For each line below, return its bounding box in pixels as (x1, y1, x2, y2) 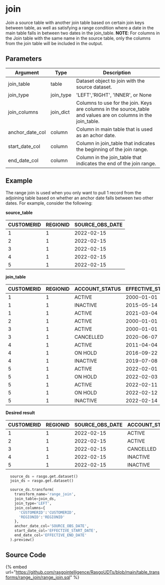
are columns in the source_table (76, 105, 150, 112)
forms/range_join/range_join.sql (5, 574, 71, 580)
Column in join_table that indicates (76, 140, 155, 146)
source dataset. (76, 83, 112, 90)
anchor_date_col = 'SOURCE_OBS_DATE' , (14, 524, 90, 529)
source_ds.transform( (10, 487, 54, 492)
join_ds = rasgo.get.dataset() (10, 478, 74, 483)
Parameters (5, 55, 42, 63)
